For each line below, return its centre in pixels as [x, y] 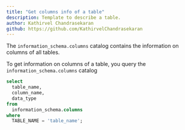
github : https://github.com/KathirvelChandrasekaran [75, 29]
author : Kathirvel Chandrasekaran [50, 23]
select [15, 82]
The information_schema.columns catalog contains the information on [93, 46]
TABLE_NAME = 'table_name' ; [47, 121]
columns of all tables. [33, 53]
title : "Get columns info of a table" [55, 12]
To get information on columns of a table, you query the [76, 64]
